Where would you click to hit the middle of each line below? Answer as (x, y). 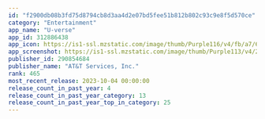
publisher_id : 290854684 (49, 59)
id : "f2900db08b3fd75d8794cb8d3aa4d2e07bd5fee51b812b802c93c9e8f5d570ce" (132, 15)
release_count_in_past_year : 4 (60, 88)
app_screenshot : (35, 52)
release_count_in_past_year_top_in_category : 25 (90, 103)
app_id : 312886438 (38, 37)
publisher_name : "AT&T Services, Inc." (74, 67)
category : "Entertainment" (52, 23)
